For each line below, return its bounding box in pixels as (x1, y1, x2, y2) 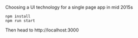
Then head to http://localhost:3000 (5, 27, 79, 33)
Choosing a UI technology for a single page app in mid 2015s (5, 4, 133, 10)
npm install (5, 14, 31, 19)
